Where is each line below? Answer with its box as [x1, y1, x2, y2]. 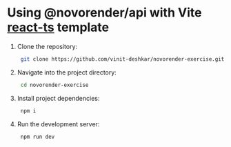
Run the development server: [17, 119, 100, 128]
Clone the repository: [17, 42, 78, 50]
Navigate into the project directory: [17, 68, 117, 77]
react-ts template [7, 19, 110, 35]
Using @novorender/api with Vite [7, 5, 202, 21]
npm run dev [20, 133, 55, 140]
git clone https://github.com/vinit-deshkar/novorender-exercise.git [20, 55, 225, 63]
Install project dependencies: [17, 94, 100, 102]
